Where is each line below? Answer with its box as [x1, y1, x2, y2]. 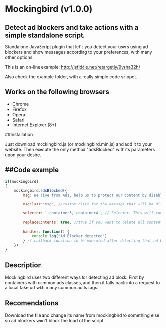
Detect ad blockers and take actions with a [5, 23, 139, 32]
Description [5, 261, 42, 270]
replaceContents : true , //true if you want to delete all [23, 220, 145, 225]
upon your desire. [5, 152, 41, 158]
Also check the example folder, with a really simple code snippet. [5, 74, 137, 80]
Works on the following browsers [5, 88, 110, 96]
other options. [5, 54, 34, 60]
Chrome [12, 101, 29, 107]
